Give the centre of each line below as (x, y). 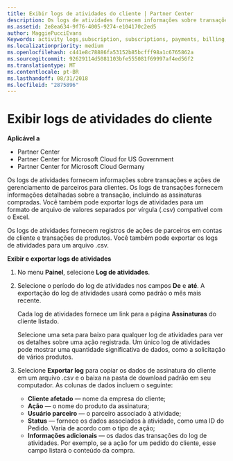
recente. (29, 300)
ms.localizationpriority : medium (55, 46)
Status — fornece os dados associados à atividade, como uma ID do (126, 421)
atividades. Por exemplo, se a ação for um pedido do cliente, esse (122, 443)
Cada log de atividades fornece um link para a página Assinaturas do (117, 314)
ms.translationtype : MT (42, 65)
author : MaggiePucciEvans (44, 33)
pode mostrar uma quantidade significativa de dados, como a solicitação (121, 350)
